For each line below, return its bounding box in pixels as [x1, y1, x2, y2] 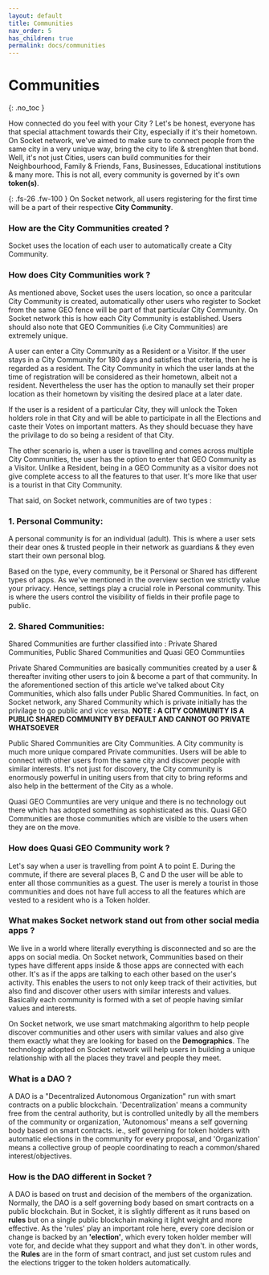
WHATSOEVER [8, 723, 59, 733]
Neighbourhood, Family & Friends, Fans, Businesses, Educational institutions [8, 162, 262, 171]
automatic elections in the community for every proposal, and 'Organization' [8, 1134, 260, 1144]
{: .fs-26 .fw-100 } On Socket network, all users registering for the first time [8, 194, 258, 204]
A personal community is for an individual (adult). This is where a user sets [8, 533, 255, 543]
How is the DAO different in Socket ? [8, 1171, 153, 1182]
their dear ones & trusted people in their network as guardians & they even [8, 542, 255, 552]
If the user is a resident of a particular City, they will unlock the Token [8, 404, 238, 414]
